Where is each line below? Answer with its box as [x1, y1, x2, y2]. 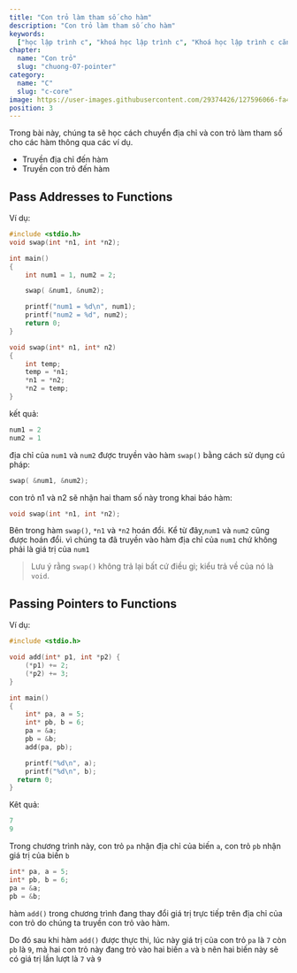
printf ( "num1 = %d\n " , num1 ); [25, 303, 137, 311]
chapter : [9, 46, 42, 55]
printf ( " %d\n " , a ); [25, 758, 97, 768]
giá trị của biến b [9, 850, 70, 861]
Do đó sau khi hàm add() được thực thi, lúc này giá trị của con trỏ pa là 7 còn [9, 934, 287, 945]
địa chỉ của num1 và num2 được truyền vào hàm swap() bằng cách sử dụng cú [9, 449, 286, 460]
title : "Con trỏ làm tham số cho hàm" [9, 12, 152, 22]
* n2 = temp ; [25, 384, 69, 394]
